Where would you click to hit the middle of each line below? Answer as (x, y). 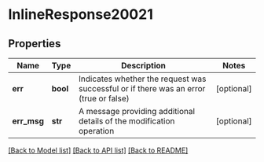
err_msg (28, 121)
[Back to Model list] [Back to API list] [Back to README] (98, 150)
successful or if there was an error (142, 88)
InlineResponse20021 (81, 15)
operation (96, 131)
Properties (35, 44)
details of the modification (126, 121)
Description (144, 66)
